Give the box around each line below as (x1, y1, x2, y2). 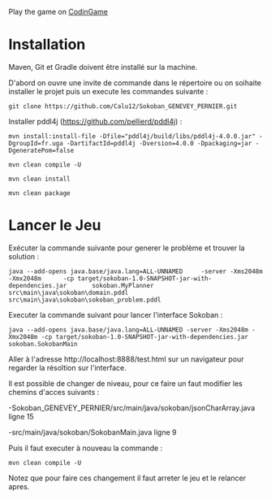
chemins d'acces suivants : (8, 387, 100, 397)
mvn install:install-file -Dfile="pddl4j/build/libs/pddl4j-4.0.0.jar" (8, 132, 256, 141)
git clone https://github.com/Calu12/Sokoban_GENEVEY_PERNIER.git (8, 102, 238, 111)
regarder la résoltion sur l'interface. (8, 362, 127, 372)
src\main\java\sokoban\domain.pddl (8, 289, 129, 297)
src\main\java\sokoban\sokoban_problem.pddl (8, 296, 161, 304)
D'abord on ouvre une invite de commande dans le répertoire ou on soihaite (8, 77, 262, 88)
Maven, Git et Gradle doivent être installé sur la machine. (8, 62, 198, 72)
